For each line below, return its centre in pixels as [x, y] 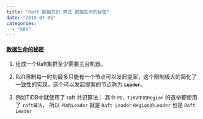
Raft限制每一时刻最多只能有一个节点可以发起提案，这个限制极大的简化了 [106, 77]
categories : [21, 23]
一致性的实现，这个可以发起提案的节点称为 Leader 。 [80, 85]
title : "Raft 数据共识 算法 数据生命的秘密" [58, 12]
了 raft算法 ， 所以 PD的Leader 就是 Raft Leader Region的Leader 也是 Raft [105, 105]
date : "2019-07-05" [31, 18]
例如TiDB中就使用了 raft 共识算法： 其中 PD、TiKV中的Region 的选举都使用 [106, 98]
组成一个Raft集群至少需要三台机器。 [60, 64]
